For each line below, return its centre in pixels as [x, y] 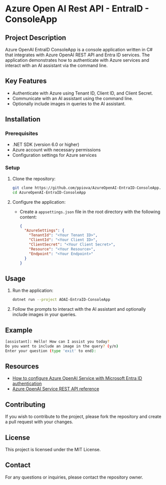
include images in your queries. [44, 315]
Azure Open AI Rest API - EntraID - [77, 9]
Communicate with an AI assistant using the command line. [73, 98]
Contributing [25, 405]
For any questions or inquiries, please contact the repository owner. [74, 477]
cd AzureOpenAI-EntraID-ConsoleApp [49, 192]
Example [19, 330]
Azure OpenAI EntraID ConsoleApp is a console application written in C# [79, 50]
